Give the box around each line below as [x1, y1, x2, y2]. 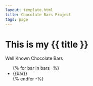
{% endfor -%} [12, 76, 44, 82]
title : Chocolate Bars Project [5, 12, 71, 17]
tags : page [5, 17, 28, 22]
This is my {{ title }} [5, 38, 88, 50]
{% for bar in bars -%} [12, 65, 60, 71]
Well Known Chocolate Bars [5, 55, 63, 61]
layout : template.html [5, 7, 53, 13]
